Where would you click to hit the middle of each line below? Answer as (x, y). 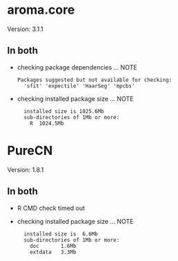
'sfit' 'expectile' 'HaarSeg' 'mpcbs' (79, 86)
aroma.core (41, 10)
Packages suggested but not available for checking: (95, 80)
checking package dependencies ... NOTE (77, 67)
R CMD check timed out (51, 208)
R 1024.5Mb (47, 123)
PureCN (30, 150)
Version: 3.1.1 (25, 29)
